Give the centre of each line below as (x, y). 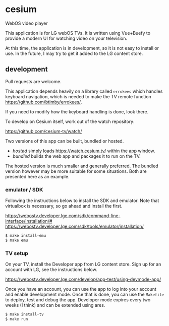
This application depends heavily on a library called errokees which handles (84, 91)
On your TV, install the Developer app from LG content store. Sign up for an (83, 264)
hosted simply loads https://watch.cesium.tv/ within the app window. (84, 151)
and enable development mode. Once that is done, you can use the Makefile (84, 295)
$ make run (17, 319)
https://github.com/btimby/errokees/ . (44, 102)
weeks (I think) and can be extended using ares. (55, 305)
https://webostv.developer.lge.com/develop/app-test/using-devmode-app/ (83, 279)
